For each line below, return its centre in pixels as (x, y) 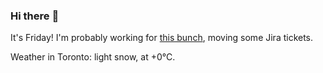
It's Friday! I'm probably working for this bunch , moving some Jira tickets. (162, 38)
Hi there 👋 (35, 16)
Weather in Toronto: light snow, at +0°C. (93, 57)
